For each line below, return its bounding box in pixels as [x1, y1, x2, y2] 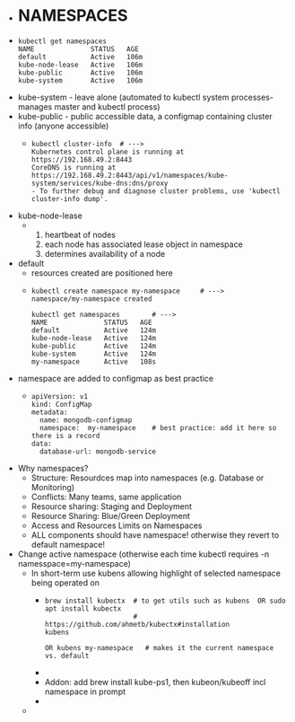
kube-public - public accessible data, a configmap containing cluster [17, 110, 273, 121]
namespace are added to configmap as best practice [17, 373, 213, 383]
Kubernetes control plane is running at [30, 147, 185, 156]
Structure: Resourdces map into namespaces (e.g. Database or [30, 472, 265, 483]
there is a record [30, 431, 100, 440]
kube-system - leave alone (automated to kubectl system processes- [17, 92, 273, 102]
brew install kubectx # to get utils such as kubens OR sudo [44, 596, 286, 605]
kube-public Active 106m [17, 68, 143, 77]
